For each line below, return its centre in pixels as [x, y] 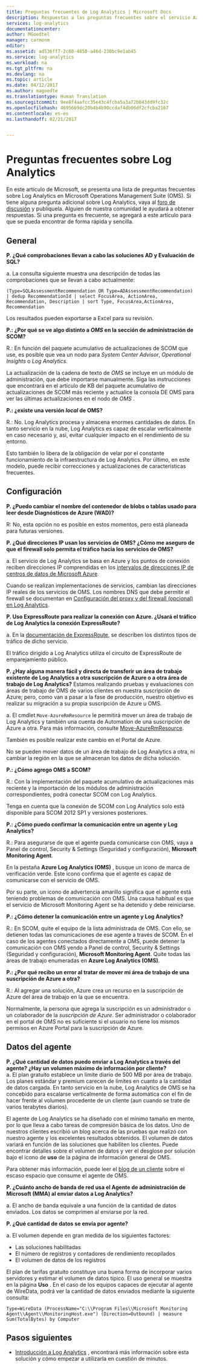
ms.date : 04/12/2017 [32, 86]
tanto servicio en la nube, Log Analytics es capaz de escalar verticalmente [99, 429]
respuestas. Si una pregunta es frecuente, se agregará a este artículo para [99, 215]
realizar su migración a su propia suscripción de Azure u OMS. [84, 703]
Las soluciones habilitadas [48, 1247]
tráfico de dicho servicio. [37, 641]
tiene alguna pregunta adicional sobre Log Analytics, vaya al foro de [91, 202]
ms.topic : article [29, 79]
